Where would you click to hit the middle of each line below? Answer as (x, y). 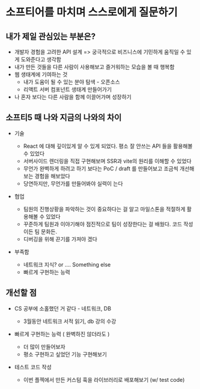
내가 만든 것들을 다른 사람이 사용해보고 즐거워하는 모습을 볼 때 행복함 (94, 67)
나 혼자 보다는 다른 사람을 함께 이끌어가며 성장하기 (73, 97)
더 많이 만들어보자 (44, 346)
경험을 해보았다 (52, 176)
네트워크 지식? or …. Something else (67, 264)
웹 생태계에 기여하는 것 (41, 74)
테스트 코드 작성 (33, 367)
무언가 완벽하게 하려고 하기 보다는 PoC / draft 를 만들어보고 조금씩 (101, 168)
